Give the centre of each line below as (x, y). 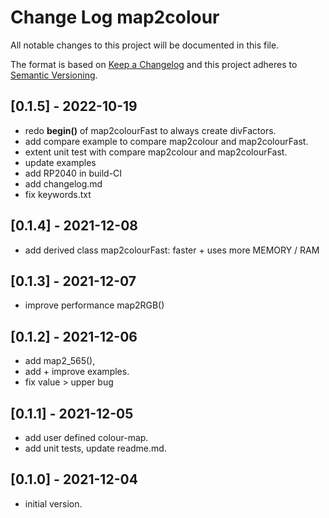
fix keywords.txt (58, 194)
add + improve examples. (77, 372)
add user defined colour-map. (86, 437)
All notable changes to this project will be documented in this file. (145, 45)
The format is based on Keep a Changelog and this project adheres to (154, 64)
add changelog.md (63, 183)
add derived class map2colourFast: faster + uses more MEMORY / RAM (172, 250)
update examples (60, 162)
